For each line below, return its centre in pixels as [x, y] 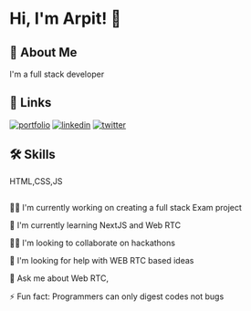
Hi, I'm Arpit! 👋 [65, 19]
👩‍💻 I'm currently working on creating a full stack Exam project [125, 208]
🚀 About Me [43, 52]
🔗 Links [31, 103]
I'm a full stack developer [57, 74]
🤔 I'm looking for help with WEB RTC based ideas [102, 261]
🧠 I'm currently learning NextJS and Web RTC [95, 225]
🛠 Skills [33, 155]
